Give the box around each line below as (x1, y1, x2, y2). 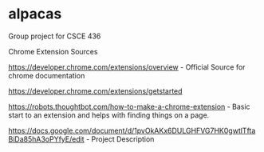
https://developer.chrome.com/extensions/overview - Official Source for (8, 62, 246, 72)
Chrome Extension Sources (8, 46, 98, 56)
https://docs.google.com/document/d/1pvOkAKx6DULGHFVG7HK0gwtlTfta (8, 126, 256, 135)
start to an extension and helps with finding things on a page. (8, 110, 210, 120)
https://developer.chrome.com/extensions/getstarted (8, 86, 183, 96)
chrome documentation (8, 70, 85, 80)
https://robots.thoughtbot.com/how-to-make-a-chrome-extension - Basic (8, 102, 250, 111)
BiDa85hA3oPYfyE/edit (8, 134, 85, 144)
